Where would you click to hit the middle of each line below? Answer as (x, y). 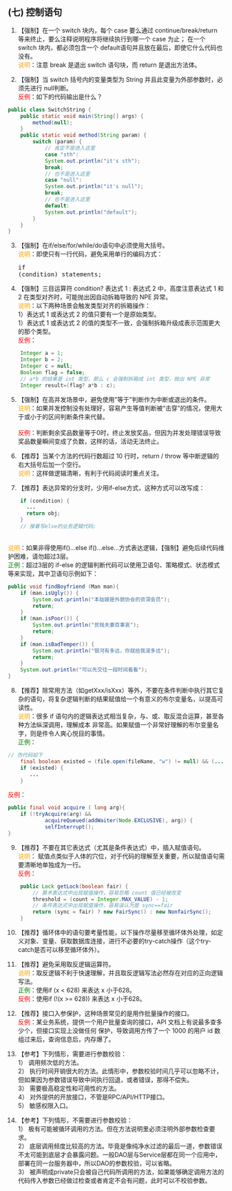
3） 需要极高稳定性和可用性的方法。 (69, 1088)
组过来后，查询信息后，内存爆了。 (66, 1039)
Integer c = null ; (46, 366)
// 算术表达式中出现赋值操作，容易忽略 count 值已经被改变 (107, 893)
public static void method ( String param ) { (84, 135)
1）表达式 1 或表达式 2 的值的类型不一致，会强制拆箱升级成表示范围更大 (119, 323)
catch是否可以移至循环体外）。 (61, 950)
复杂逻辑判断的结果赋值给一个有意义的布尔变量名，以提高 (136, 699)
